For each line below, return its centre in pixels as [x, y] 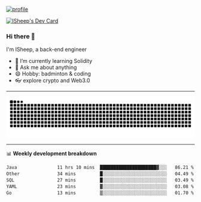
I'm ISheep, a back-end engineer [47, 49]
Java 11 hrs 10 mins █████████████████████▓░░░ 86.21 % [100, 168]
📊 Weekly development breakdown [51, 153]
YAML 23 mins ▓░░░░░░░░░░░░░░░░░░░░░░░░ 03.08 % [100, 186]
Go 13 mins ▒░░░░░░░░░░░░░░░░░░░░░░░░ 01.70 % [100, 193]
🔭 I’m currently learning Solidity [54, 61]
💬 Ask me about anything [46, 67]
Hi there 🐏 [21, 36]
